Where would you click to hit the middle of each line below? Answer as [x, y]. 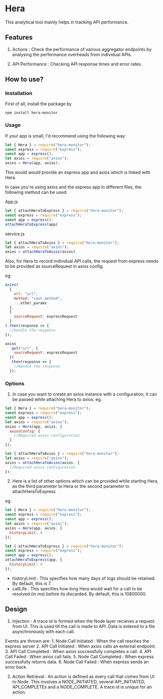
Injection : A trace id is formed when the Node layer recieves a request [83, 621]
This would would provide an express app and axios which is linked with [78, 172]
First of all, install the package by [38, 104]
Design [16, 609]
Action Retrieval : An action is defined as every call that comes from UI [83, 676]
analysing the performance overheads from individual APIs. [72, 54]
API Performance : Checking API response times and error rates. [77, 64]
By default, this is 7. [32, 583]
